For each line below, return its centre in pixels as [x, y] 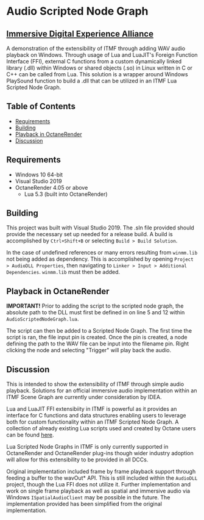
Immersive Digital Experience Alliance [80, 34]
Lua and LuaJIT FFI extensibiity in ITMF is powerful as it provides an [92, 409]
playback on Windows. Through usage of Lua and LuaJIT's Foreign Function [102, 55]
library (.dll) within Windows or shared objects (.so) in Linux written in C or [100, 68]
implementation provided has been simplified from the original [84, 504]
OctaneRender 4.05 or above [51, 187]
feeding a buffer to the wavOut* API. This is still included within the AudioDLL [102, 478]
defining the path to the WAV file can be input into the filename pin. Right [98, 344]
